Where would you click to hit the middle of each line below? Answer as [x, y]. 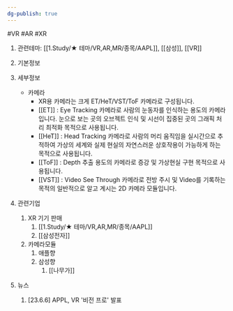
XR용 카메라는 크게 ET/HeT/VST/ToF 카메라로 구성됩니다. [116, 101]
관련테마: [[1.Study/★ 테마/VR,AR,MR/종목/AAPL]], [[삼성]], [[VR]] [110, 48]
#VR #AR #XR [27, 33]
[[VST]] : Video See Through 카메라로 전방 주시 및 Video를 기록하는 [132, 179]
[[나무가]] [62, 270]
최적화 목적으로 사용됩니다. [82, 127]
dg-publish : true [32, 14]
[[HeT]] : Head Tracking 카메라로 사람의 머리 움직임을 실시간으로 [127, 136]
